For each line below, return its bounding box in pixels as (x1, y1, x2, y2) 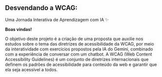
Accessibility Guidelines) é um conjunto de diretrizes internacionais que (5, 56, 149, 62)
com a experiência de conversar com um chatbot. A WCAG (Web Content (5, 51, 152, 57)
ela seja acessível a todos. (5, 66, 58, 72)
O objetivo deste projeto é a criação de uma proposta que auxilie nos (5, 36, 144, 42)
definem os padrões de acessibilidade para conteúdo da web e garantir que (5, 62, 157, 67)
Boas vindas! (5, 26, 32, 32)
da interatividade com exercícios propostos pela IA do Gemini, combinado (5, 46, 153, 52)
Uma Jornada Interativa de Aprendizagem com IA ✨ (5, 16, 109, 22)
